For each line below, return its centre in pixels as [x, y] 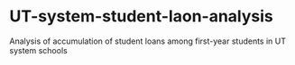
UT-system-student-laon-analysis [141, 16]
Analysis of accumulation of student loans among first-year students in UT [148, 41]
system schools [38, 50]
